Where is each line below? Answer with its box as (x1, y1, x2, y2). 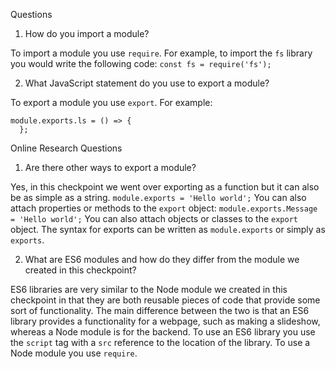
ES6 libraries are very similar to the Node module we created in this (10, 284, 288, 295)
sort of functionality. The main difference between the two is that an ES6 (10, 305, 310, 316)
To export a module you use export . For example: (10, 97, 213, 108)
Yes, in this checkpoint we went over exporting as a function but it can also (10, 181, 320, 193)
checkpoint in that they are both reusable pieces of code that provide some (10, 294, 321, 306)
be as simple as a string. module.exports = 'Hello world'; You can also (10, 192, 307, 203)
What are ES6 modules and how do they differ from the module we (24, 254, 300, 265)
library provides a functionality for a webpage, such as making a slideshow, (10, 315, 321, 327)
